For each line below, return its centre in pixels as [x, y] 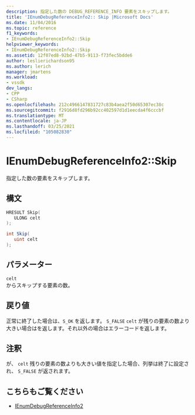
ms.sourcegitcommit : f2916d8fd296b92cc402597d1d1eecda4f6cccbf [85, 110]
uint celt [26, 240]
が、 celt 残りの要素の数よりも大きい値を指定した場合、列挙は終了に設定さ [97, 364]
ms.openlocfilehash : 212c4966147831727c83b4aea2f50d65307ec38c [85, 104]
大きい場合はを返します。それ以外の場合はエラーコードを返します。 [88, 328]
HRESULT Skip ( [23, 213]
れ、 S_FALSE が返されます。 [40, 371]
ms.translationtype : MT [35, 115]
